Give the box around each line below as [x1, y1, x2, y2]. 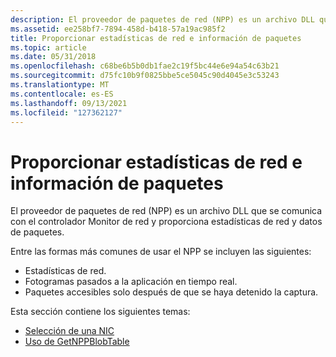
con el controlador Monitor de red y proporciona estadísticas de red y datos [10, 216, 323, 228]
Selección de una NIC [24, 325, 115, 337]
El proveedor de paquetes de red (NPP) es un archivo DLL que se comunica [10, 205, 323, 217]
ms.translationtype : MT [10, 80, 110, 90]
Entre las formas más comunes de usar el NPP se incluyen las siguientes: [10, 246, 312, 258]
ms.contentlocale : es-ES [10, 89, 114, 99]
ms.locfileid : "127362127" [10, 107, 123, 118]
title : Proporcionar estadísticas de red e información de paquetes [10, 33, 302, 43]
